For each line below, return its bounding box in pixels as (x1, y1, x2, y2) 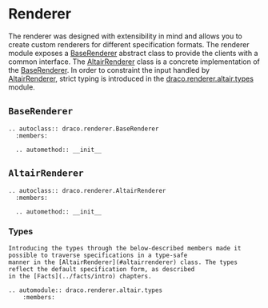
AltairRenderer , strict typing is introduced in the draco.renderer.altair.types (8, 74, 254, 83)
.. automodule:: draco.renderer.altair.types (8, 286, 162, 294)
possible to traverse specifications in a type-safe (8, 251, 188, 259)
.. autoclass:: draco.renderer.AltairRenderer (8, 186, 166, 194)
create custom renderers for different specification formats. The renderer (8, 39, 250, 49)
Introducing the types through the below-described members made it (8, 244, 242, 252)
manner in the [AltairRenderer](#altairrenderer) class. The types (8, 258, 238, 266)
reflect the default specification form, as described (8, 265, 195, 273)
